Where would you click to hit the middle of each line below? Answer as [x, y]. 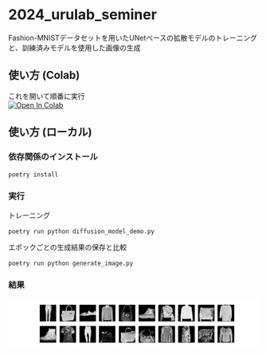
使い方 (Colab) [44, 75]
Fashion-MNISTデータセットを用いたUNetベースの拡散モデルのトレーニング [133, 37]
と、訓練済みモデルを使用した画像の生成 [74, 47]
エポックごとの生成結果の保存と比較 [68, 247]
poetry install [33, 175]
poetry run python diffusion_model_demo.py [82, 231]
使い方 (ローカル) [50, 132]
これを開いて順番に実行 [47, 96]
